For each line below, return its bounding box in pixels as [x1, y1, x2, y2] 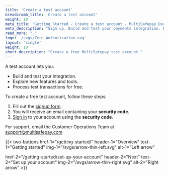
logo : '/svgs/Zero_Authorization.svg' [5, 36, 87, 41]
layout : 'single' [5, 40, 42, 45]
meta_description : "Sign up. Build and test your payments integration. [5, 26, 161, 31]
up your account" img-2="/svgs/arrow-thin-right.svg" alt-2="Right [21, 159, 159, 165]
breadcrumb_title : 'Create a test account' [5, 12, 98, 17]
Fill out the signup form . [12, 103, 62, 109]
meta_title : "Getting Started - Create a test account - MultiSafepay [5, 21, 156, 27]
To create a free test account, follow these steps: [5, 94, 107, 100]
